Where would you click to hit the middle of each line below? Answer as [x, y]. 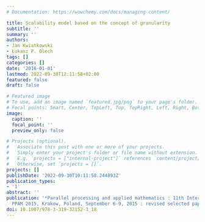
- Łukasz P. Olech [30, 52]
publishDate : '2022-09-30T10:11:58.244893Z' [64, 175]
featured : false [27, 80]
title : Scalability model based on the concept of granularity [88, 23]
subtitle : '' [23, 29]
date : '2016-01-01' [31, 68]
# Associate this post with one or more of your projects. [86, 147]
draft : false [23, 85]
